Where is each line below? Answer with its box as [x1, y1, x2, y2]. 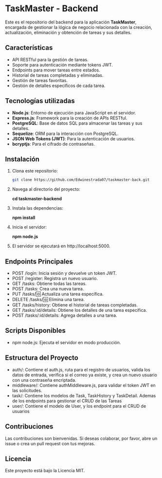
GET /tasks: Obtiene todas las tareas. [12, 281, 87, 286]
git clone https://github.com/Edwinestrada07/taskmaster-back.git [12, 177, 150, 182]
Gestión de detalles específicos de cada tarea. [12, 83, 106, 88]
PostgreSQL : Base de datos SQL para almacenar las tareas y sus [12, 120, 143, 126]
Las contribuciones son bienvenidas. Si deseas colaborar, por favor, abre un [5, 435, 158, 441]
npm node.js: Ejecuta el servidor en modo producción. [12, 339, 121, 345]
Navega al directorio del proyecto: [12, 186, 80, 192]
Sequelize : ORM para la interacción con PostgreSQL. [12, 130, 119, 136]
